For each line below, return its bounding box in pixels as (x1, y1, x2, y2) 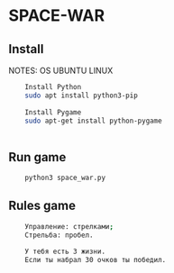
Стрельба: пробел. (24, 231, 94, 240)
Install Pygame (24, 107, 82, 117)
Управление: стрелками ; (24, 222, 114, 231)
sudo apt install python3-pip (24, 91, 139, 100)
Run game (8, 150, 67, 165)
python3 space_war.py (24, 173, 105, 183)
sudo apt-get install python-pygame (24, 116, 163, 125)
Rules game (8, 198, 76, 214)
